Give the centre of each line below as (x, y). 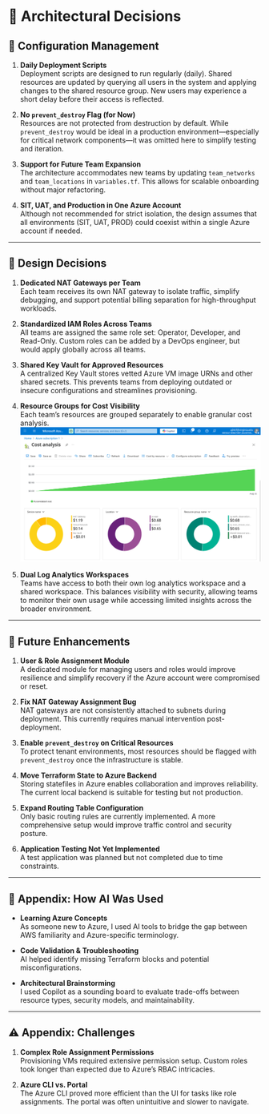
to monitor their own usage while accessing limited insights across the (136, 601)
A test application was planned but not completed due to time (121, 858)
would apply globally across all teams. (83, 349)
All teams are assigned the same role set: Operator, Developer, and (130, 332)
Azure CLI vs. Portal (54, 1084)
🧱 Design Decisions (58, 263)
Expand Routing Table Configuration (82, 808)
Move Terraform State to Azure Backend (88, 775)
